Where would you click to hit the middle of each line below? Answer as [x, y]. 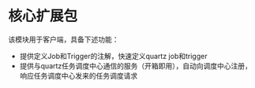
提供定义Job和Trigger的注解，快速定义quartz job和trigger [113, 56]
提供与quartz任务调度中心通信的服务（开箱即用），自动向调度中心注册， [136, 66]
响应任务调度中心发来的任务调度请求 [79, 75]
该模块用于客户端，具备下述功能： [64, 39]
